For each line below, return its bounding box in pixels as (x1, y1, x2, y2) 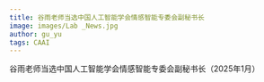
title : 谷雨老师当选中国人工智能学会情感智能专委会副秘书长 (9, 12, 205, 22)
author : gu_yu (9, 29, 63, 38)
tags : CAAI (9, 37, 50, 47)
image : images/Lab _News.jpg (9, 21, 119, 30)
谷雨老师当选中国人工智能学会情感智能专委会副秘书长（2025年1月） (9, 63, 260, 74)
